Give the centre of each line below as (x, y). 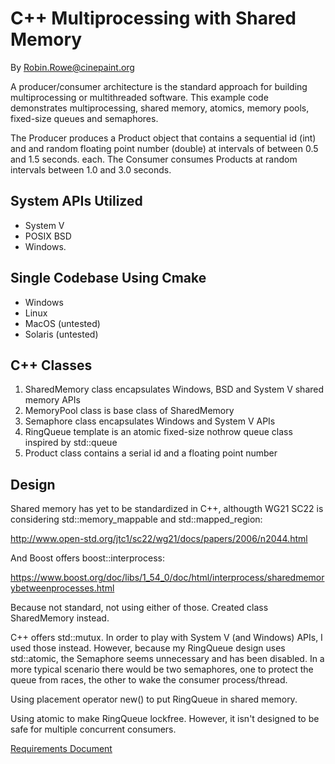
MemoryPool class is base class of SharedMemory (129, 411)
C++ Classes (51, 365)
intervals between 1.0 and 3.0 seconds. (91, 169)
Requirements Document (61, 749)
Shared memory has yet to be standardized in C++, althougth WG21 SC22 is (167, 509)
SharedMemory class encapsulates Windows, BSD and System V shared (174, 389)
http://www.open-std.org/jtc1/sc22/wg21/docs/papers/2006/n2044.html (159, 539)
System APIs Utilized (76, 201)
